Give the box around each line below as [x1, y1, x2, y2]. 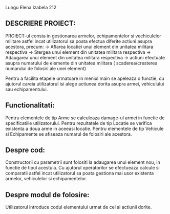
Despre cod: [5, 146, 45, 155]
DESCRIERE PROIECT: [5, 19, 76, 28]
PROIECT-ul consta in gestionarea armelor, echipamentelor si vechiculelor [5, 33, 161, 39]
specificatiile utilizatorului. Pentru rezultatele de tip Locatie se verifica [5, 120, 152, 126]
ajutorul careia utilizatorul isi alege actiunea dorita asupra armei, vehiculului [5, 80, 164, 87]
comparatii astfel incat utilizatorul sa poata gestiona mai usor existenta [5, 170, 154, 176]
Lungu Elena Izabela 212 [5, 5, 57, 10]
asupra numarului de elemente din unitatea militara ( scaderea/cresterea [5, 60, 158, 66]
